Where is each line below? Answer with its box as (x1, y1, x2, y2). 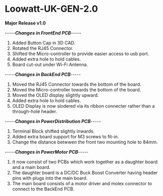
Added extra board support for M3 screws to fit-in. (12, 133, 119, 139)
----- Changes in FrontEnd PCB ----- (5, 30, 82, 36)
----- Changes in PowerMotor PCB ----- (5, 149, 89, 155)
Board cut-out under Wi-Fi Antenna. (12, 61, 88, 67)
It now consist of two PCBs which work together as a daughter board (12, 159, 158, 165)
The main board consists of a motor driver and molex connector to (12, 180, 152, 186)
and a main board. (12, 164, 51, 170)
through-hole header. (12, 108, 57, 114)
